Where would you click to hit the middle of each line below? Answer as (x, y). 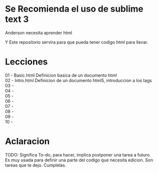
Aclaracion (27, 141)
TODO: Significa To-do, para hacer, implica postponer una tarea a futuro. (78, 155)
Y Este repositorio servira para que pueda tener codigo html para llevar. (77, 42)
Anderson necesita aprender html (39, 33)
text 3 (17, 19)
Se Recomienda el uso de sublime (74, 9)
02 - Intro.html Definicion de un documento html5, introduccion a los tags (79, 80)
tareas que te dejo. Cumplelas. (36, 165)
